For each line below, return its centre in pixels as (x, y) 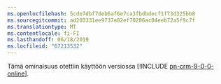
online (16, 73)
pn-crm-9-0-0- (192, 66)
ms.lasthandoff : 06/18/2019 (48, 40)
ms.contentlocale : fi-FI (43, 33)
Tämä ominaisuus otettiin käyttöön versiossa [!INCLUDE (88, 66)
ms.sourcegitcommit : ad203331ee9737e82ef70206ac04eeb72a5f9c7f (101, 20)
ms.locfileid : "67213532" (45, 46)
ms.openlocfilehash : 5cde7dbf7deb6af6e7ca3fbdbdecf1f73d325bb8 (101, 14)
